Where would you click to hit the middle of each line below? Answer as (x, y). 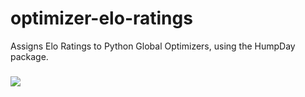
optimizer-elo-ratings (101, 18)
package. (29, 56)
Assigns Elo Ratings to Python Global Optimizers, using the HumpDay (153, 46)
